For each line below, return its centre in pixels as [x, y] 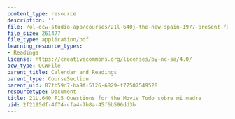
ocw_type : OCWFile [34, 66]
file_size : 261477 [34, 33]
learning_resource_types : [45, 46]
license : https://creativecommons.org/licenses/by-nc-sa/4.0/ [100, 59]
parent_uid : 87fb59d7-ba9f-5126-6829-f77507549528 [83, 85]
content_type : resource [42, 14]
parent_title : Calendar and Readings [62, 72]
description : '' [31, 20]
